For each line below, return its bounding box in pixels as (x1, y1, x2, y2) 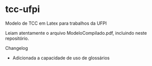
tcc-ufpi (5, 4, 40, 15)
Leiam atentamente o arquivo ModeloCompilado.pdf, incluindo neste (5, 30, 147, 36)
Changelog (5, 45, 28, 51)
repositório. (5, 35, 29, 41)
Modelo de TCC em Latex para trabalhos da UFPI (5, 20, 107, 26)
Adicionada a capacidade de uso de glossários (12, 54, 110, 61)
